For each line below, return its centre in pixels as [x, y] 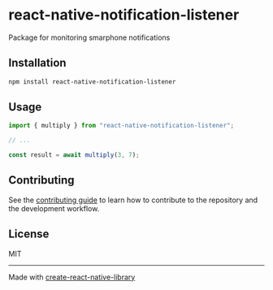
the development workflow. [54, 208]
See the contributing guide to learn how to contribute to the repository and [133, 200]
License [29, 234]
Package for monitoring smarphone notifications [89, 37]
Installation [37, 63]
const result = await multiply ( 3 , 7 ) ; [74, 155]
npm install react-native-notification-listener [92, 82]
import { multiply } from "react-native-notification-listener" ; [121, 126]
